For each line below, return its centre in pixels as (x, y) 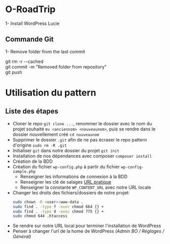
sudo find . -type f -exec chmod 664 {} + (58, 206)
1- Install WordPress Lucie (32, 23)
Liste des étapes (32, 111)
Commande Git (29, 39)
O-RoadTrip (30, 9)
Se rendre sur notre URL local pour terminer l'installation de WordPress (87, 226)
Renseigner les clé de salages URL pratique (66, 182)
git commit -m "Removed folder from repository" (56, 66)
